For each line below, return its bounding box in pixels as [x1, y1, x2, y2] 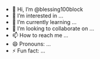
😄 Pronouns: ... [12, 40, 52, 48]
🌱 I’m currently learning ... [12, 19, 77, 25]
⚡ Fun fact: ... [12, 47, 45, 54]
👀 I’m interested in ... [12, 12, 64, 19]
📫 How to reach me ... [12, 32, 68, 39]
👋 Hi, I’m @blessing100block [12, 6, 84, 13]
